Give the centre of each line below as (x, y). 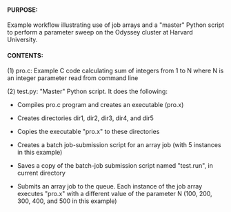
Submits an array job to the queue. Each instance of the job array (109, 186)
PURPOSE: (22, 10)
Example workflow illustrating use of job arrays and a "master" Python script (116, 25)
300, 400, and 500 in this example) (67, 201)
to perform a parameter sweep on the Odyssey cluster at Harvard (100, 32)
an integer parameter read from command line (73, 78)
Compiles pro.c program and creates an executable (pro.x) (100, 105)
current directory (41, 173)
